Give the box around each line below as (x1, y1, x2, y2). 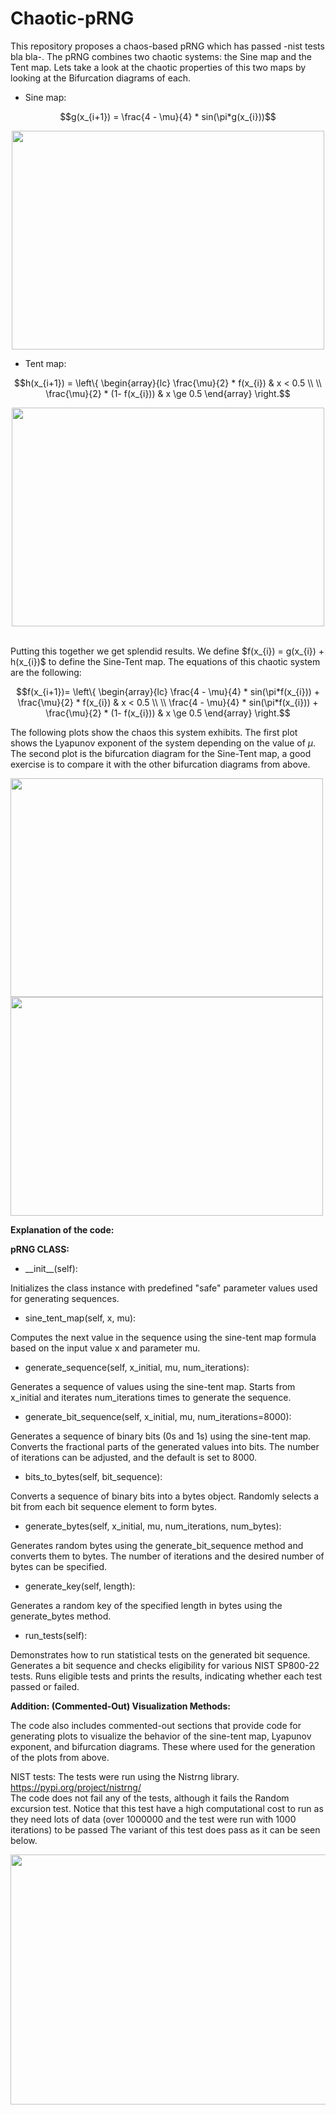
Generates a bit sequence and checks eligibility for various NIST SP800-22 (10, 1659, 320, 1671)
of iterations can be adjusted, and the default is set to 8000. (10, 1451, 258, 1463)
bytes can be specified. (10, 1560, 108, 1572)
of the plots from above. (10, 1751, 110, 1763)
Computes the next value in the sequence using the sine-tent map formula (10, 1331, 317, 1343)
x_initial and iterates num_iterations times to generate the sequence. (10, 1391, 292, 1403)
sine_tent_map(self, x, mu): (24, 1312, 137, 1324)
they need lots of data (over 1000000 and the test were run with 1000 (10, 1813, 297, 1825)
